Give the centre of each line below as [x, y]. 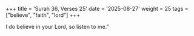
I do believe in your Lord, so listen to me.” [57, 27]
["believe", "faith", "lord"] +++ [43, 15]
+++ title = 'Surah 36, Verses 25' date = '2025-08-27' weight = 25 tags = [97, 9]
